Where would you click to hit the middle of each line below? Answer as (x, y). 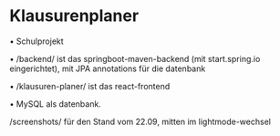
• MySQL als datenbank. (56, 104)
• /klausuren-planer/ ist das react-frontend (90, 86)
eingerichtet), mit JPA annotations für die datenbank (108, 68)
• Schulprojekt (36, 41)
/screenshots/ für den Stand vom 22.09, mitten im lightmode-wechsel (140, 121)
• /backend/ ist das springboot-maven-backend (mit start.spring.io (135, 58)
